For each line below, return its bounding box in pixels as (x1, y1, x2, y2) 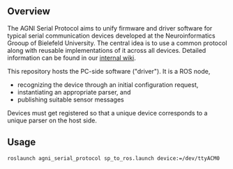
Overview (7, 6, 51, 17)
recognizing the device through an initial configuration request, (17, 80, 199, 89)
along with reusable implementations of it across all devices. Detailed (7, 46, 206, 54)
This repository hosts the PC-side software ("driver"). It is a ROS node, (7, 67, 211, 75)
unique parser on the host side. (7, 116, 98, 124)
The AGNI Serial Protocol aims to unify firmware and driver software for (7, 24, 213, 32)
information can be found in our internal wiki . (7, 54, 136, 62)
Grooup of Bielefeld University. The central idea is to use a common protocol (7, 38, 227, 47)
